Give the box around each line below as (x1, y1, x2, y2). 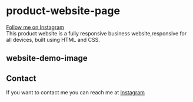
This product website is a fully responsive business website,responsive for (6, 29, 187, 37)
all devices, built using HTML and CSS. (6, 36, 100, 43)
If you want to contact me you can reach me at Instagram (6, 89, 145, 96)
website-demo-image (6, 53, 88, 63)
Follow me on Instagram (6, 24, 65, 31)
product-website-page (6, 4, 121, 18)
